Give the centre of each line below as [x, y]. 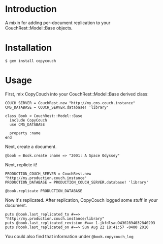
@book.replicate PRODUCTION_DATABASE [44, 191]
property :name [25, 133]
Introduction [31, 9]
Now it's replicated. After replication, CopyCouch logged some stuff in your [81, 200]
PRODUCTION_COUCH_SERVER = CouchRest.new [48, 174]
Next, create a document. [31, 147]
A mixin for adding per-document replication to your [58, 23]
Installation [29, 48]
